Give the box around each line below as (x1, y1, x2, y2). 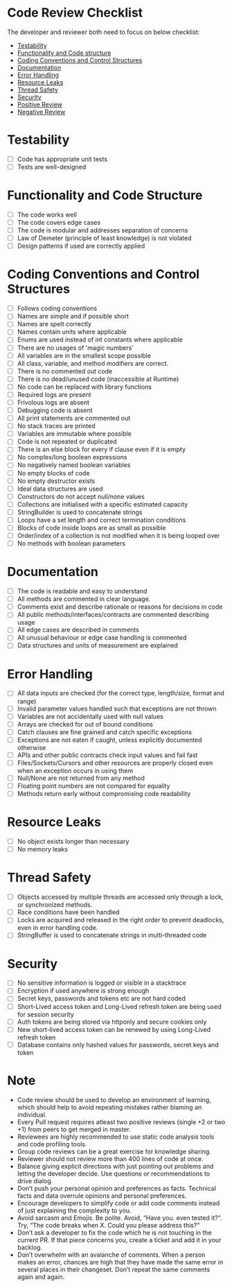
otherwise (17, 743, 46, 752)
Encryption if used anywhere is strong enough (17, 987, 150, 995)
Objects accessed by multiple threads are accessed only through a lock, (17, 893, 224, 901)
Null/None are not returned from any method (17, 774, 145, 782)
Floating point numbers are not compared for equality (17, 782, 170, 790)
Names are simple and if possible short (17, 312, 130, 321)
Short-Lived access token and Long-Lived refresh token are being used (17, 1002, 222, 1010)
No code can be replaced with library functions (17, 382, 152, 391)
